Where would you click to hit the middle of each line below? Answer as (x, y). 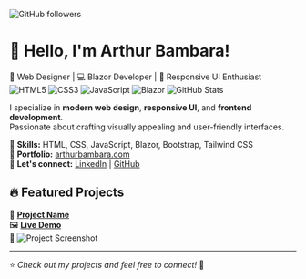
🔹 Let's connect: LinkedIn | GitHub (75, 163)
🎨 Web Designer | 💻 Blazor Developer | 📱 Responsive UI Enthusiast (136, 77)
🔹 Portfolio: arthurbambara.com (70, 154)
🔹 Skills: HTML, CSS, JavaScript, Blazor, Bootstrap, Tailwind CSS (131, 144)
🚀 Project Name (40, 214)
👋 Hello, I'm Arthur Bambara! (120, 51)
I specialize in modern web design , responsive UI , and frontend (131, 107)
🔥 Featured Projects (67, 193)
